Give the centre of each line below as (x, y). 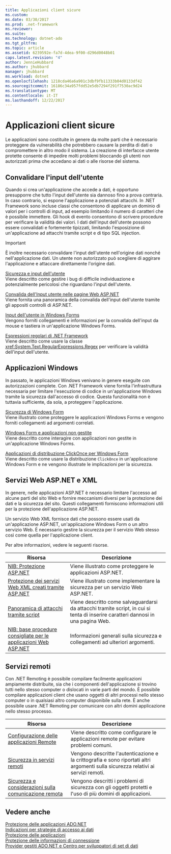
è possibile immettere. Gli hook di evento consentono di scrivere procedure (84, 217)
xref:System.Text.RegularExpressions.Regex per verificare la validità (77, 347)
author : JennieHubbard (29, 62)
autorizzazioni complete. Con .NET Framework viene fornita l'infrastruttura (83, 385)
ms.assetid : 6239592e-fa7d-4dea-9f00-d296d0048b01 (60, 53)
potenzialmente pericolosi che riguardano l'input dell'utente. (68, 284)
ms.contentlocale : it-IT (32, 95)
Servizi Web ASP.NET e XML (51, 480)
